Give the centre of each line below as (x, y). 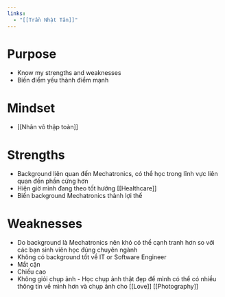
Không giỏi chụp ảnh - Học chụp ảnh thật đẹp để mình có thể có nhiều (117, 279)
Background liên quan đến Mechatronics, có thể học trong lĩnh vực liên (117, 174)
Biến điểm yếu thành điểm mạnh (63, 80)
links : (16, 13)
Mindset (31, 108)
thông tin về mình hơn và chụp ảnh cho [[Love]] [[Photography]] (108, 287)
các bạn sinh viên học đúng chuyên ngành (77, 250)
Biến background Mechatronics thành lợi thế (80, 196)
